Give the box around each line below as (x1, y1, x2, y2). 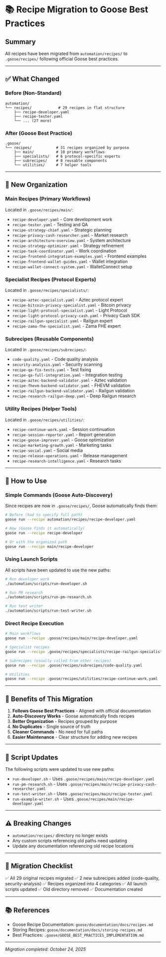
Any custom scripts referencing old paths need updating (12, 837, 127, 844)
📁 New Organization (5, 181, 68, 189)
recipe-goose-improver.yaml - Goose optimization (12, 436, 114, 443)
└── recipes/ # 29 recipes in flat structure (5, 105, 125, 110)
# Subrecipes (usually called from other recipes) (5, 658, 112, 663)
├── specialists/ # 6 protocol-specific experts (14, 154, 121, 159)
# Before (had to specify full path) (5, 513, 83, 518)
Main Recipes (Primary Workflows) (5, 195, 91, 202)
